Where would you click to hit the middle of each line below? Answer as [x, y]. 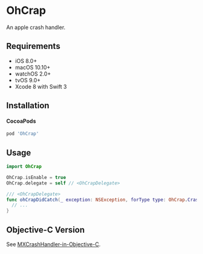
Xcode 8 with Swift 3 [41, 86]
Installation [28, 106]
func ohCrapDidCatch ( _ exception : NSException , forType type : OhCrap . [97, 200]
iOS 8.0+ [26, 60]
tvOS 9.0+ [28, 80]
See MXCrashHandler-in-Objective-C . [53, 244]
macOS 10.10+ [33, 67]
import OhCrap [24, 167]
